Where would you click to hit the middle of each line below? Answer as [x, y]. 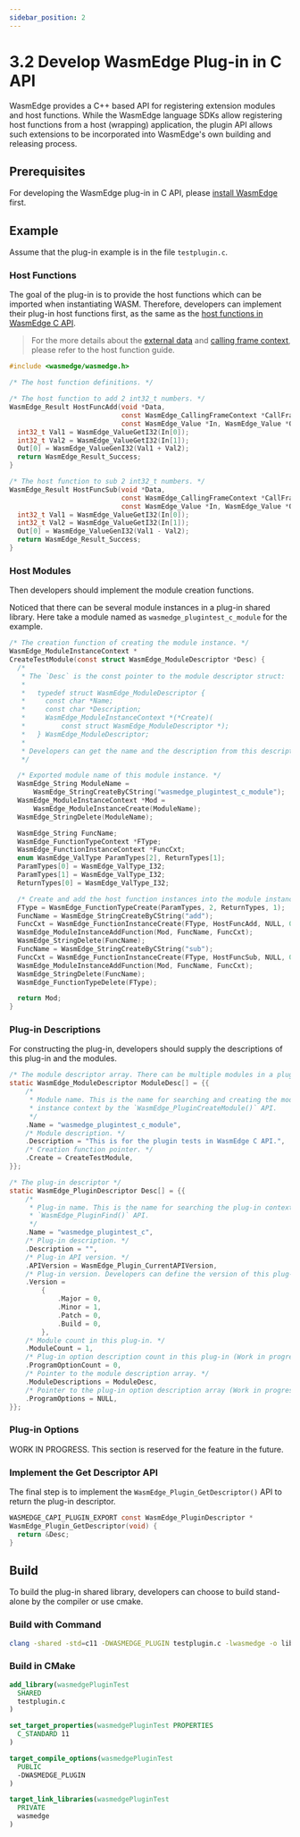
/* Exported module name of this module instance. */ [119, 775]
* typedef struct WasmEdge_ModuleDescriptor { [113, 693]
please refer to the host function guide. [103, 350]
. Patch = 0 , [79, 1315]
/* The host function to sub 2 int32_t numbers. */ [107, 482]
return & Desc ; [43, 1534]
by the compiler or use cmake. [87, 1602]
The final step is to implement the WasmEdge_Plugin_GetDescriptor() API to [146, 1492]
